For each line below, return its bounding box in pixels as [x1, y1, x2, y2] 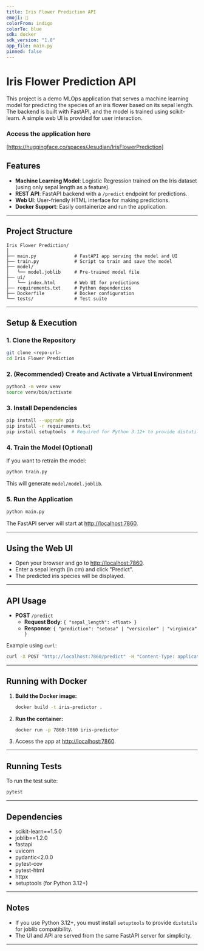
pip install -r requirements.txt [6, 423, 91, 430]
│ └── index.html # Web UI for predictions [6, 279, 140, 286]
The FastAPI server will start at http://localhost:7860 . [6, 520, 138, 527]
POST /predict [15, 611, 53, 619]
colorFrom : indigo [6, 20, 53, 26]
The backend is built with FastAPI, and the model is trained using [6, 108, 169, 115]
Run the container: [15, 715, 64, 722]
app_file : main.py [6, 43, 53, 49]
